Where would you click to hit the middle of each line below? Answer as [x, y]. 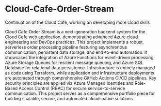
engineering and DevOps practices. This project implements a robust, [74, 42]
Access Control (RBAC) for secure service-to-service [72, 88]
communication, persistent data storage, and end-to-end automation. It [76, 52]
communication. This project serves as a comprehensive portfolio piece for [80, 93]
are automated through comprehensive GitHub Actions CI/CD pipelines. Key [81, 78]
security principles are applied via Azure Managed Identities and [69, 83]
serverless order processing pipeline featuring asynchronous [66, 47]
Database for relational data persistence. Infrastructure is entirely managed [80, 68]
